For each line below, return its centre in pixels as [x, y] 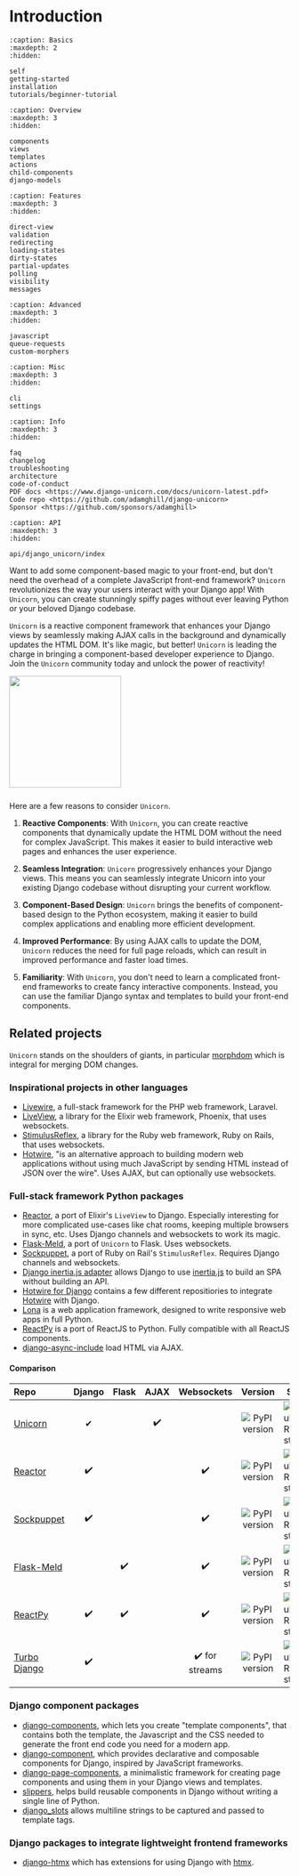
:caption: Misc [37, 367]
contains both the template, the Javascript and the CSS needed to [143, 1734]
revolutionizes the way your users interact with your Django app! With [137, 589]
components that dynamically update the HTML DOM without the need [152, 832]
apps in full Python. [57, 1320]
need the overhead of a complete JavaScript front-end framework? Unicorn [148, 579]
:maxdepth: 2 [33, 48]
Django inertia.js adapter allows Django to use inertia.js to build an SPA [152, 1272]
